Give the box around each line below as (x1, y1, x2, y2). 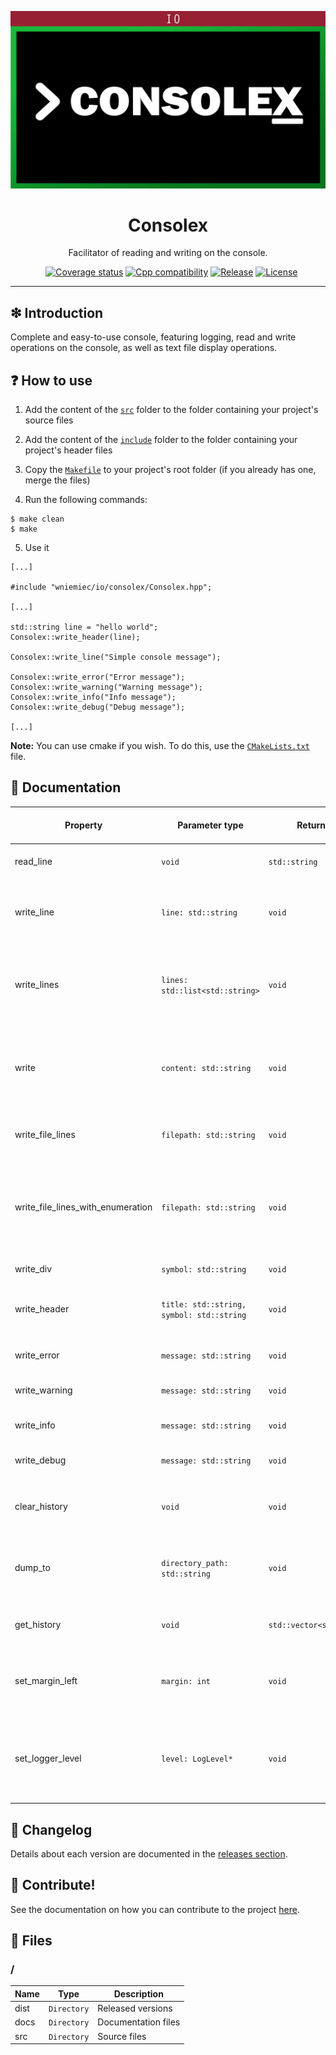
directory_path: (161, 1558, 229, 1568)
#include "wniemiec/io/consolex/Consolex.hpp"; (10, 582, 213, 593)
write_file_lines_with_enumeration (14, 1201, 153, 1213)
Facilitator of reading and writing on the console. (68, 247, 268, 259)
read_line (14, 855, 53, 867)
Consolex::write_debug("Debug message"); (10, 702, 186, 713)
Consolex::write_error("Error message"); (10, 672, 186, 683)
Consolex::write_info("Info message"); (10, 692, 177, 703)
